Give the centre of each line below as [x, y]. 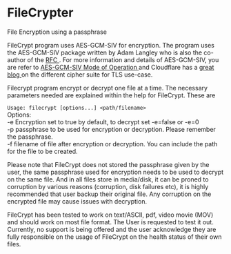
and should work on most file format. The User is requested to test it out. [110, 222]
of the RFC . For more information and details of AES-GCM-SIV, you [123, 59]
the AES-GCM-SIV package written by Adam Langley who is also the [104, 52]
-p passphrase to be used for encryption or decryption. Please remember [111, 129]
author [17, 59]
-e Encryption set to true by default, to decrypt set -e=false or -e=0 [103, 121]
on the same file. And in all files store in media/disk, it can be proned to [108, 179]
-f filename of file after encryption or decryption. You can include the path [112, 144]
